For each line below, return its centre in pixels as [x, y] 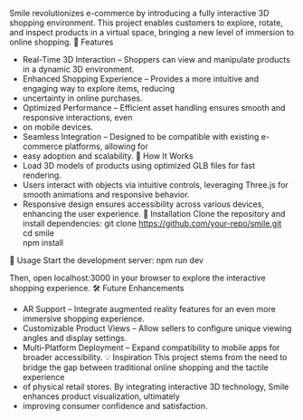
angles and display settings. [75, 338]
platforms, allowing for [107, 146]
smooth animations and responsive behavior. [106, 195]
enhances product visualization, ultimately [101, 396]
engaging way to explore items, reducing [99, 88]
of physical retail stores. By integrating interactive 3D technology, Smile [156, 386]
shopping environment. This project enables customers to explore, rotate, [146, 23]
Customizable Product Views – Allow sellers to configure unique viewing [157, 328]
